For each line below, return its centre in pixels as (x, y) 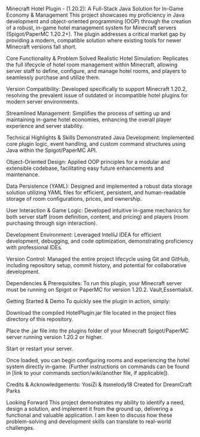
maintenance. (23, 175)
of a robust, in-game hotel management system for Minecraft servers (91, 27)
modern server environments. (43, 102)
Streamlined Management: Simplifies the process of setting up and (88, 113)
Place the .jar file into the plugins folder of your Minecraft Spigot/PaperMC (98, 331)
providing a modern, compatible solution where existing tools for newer (94, 40)
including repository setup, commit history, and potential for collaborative (96, 265)
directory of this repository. (40, 319)
